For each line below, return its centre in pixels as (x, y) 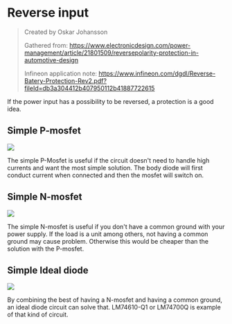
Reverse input (48, 13)
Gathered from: (46, 45)
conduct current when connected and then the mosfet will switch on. (106, 175)
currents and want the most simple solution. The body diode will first (105, 168)
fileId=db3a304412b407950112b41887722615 (89, 88)
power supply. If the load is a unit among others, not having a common (108, 234)
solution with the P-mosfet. (46, 249)
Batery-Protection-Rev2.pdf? (65, 80)
